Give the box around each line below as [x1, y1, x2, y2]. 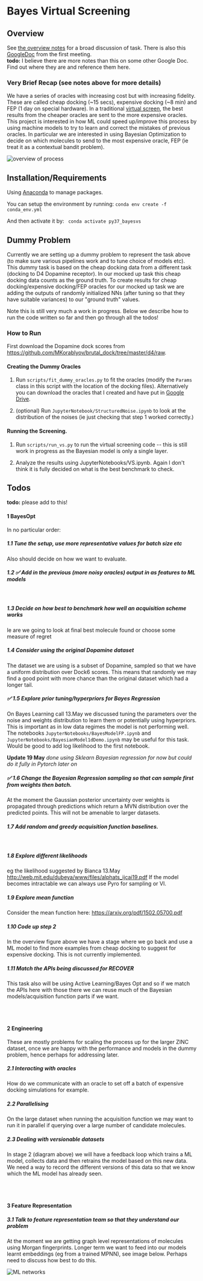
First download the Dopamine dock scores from [7, 343, 125, 350]
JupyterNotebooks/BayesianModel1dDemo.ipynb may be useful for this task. [7, 736, 189, 743]
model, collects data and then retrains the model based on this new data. [7, 1157, 188, 1165]
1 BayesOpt [7, 513, 36, 520]
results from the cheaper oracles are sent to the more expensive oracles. [7, 112, 188, 119]
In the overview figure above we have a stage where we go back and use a [7, 938, 193, 946]
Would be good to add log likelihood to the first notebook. [7, 742, 150, 749]
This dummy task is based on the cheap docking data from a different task [7, 264, 192, 271]
